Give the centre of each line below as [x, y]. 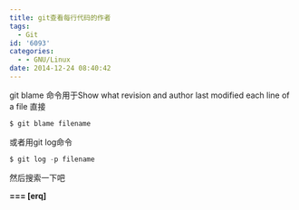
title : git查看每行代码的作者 [60, 18]
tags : [19, 26]
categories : [32, 52]
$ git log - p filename [52, 159]
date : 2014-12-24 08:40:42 [60, 69]
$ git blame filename [50, 123]
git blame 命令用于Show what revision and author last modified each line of [149, 95]
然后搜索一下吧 [37, 177]
